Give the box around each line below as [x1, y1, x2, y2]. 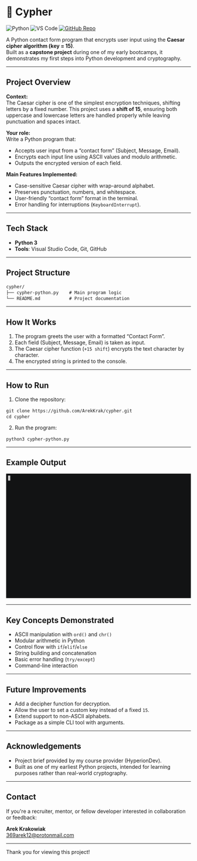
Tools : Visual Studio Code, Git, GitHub [14, 245, 107, 252]
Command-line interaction [14, 662, 78, 669]
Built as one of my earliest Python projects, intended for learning [14, 763, 171, 770]
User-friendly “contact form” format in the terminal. [14, 194, 139, 201]
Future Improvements [6, 684, 87, 695]
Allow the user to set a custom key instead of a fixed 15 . [14, 707, 150, 714]
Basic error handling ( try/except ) [14, 656, 96, 663]
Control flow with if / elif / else [14, 643, 88, 651]
